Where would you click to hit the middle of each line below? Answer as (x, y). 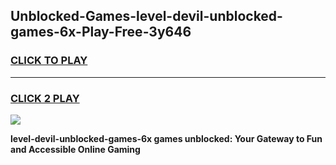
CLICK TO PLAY (49, 61)
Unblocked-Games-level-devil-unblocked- (146, 16)
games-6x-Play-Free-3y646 (101, 32)
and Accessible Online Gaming (75, 149)
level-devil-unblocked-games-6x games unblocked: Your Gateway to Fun (166, 138)
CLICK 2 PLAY (45, 98)
